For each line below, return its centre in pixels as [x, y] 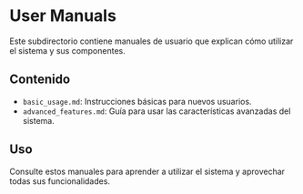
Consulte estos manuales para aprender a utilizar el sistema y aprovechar [147, 171]
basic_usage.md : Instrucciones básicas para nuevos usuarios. [137, 101]
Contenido [40, 80]
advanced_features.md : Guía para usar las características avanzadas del [157, 111]
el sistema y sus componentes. [67, 50]
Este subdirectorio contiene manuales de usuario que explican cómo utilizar [151, 41]
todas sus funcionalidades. [60, 181]
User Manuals [63, 16]
